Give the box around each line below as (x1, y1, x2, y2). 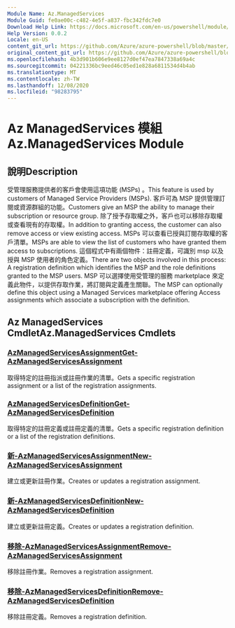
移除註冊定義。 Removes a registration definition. (7, 613, 147, 621)
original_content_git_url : (7, 50, 86, 57)
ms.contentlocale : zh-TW (7, 75, 80, 83)
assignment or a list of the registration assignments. (7, 381, 157, 389)
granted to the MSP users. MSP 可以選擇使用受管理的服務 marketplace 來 (7, 272, 218, 280)
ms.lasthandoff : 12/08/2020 (7, 82, 90, 89)
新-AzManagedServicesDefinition (7, 496, 125, 506)
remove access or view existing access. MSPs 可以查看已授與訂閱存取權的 (7, 229, 222, 238)
